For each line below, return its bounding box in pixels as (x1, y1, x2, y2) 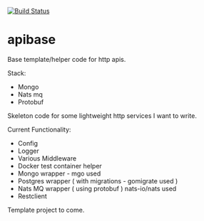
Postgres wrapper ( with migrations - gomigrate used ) (17, 176, 178, 185)
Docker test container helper (17, 161, 102, 170)
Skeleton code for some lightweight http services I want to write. (7, 111, 198, 120)
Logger (17, 146, 39, 155)
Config (17, 139, 38, 147)
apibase (7, 32, 56, 48)
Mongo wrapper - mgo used (17, 169, 101, 178)
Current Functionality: (7, 125, 71, 134)
